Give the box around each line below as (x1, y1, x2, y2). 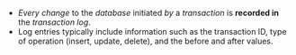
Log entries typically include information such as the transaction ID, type (17, 27, 287, 36)
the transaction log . (17, 17, 92, 27)
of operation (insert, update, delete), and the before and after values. (17, 35, 274, 46)
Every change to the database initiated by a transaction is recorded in (17, 8, 279, 18)
